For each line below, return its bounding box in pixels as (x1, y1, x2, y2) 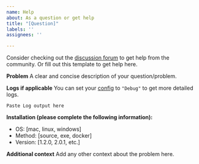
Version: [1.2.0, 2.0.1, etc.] (15, 139, 81, 146)
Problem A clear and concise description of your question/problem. (6, 72, 177, 80)
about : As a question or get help (6, 15, 95, 21)
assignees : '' (6, 32, 43, 38)
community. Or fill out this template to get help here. (6, 61, 138, 68)
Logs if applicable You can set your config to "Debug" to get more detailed (6, 84, 193, 92)
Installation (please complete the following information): (6, 114, 153, 121)
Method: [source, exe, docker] (15, 132, 92, 139)
